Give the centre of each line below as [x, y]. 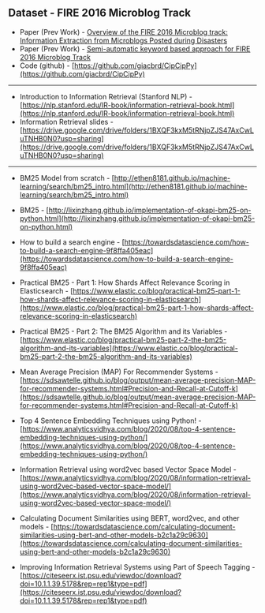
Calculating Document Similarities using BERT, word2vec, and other [129, 518]
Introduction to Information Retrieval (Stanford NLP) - [106, 96]
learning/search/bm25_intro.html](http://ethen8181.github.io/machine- [133, 186]
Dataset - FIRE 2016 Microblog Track [100, 13]
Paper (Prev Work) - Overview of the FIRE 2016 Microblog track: [124, 32]
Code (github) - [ [47, 65]
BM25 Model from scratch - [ [67, 178]
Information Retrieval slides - [67, 121]
